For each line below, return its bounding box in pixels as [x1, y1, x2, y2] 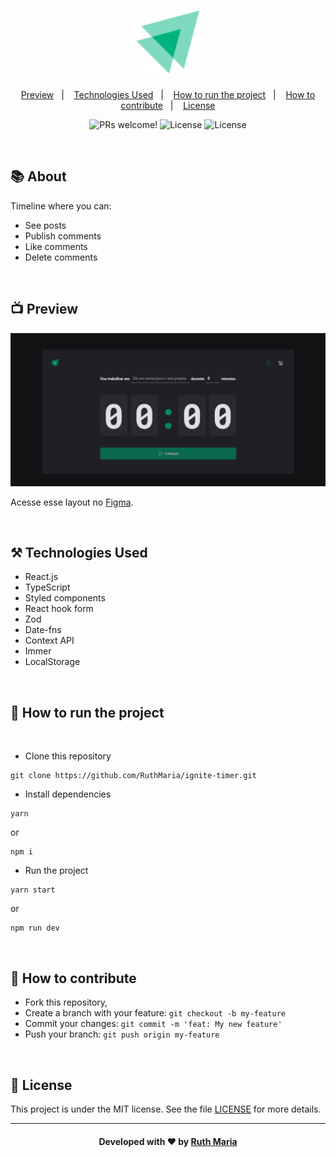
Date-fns [24, 624, 62, 636]
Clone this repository [24, 750, 112, 762]
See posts [24, 219, 67, 231]
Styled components [24, 592, 106, 604]
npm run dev [10, 923, 60, 934]
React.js [24, 571, 59, 583]
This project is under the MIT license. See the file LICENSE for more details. [10, 1103, 322, 1115]
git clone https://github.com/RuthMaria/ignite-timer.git [10, 771, 257, 781]
